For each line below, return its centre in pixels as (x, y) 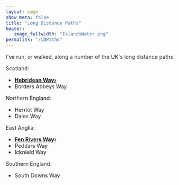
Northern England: (29, 98)
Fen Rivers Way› (35, 139)
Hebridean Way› (35, 80)
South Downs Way (37, 175)
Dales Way (28, 116)
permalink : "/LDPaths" (34, 40)
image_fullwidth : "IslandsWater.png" (61, 34)
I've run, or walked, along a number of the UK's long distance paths (89, 57)
